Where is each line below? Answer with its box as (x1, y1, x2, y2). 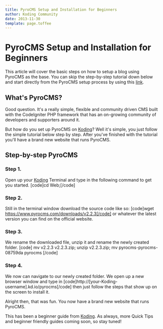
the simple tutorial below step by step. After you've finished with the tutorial (5, 132, 158, 137)
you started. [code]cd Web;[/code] (5, 182, 75, 188)
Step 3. (5, 228, 23, 235)
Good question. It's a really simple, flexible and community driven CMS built (5, 107, 158, 112)
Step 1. (5, 165, 22, 172)
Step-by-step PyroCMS (5, 151, 78, 160)
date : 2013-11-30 (5, 16, 41, 21)
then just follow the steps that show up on (72, 283, 158, 290)
